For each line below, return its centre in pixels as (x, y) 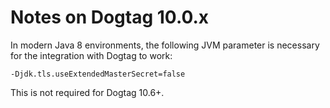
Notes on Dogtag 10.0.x (110, 17)
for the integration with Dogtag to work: (91, 55)
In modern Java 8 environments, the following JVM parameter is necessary (165, 45)
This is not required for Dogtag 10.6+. (87, 92)
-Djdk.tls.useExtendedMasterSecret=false (98, 74)
